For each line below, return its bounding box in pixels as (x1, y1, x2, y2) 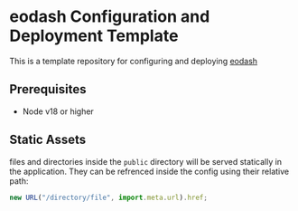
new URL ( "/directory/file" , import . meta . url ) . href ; (9, 193, 208, 202)
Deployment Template (9, 25, 179, 46)
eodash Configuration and (9, 6, 210, 27)
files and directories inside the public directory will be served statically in (9, 156, 283, 167)
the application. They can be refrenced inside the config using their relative (9, 166, 290, 177)
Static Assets (9, 132, 87, 148)
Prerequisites (9, 82, 87, 97)
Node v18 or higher (22, 106, 95, 117)
